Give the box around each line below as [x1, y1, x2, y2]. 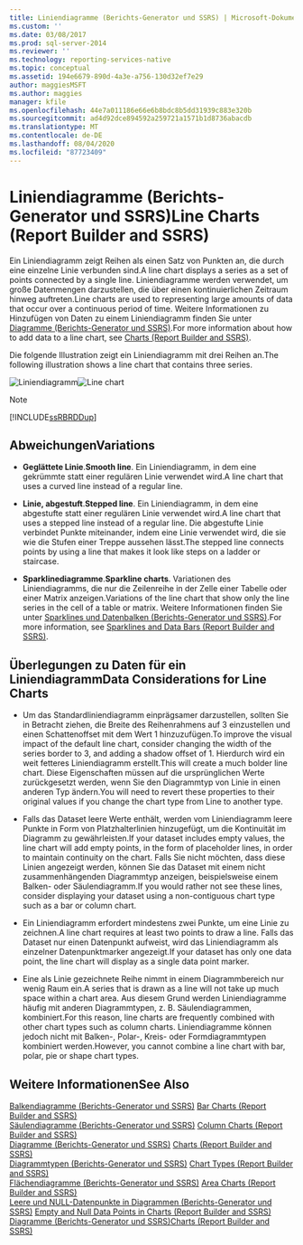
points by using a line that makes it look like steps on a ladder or [22, 546, 262, 557]
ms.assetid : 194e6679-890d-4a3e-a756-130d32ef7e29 [9, 72, 204, 81]
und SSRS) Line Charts [90, 205, 260, 226]
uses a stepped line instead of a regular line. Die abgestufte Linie [22, 517, 264, 529]
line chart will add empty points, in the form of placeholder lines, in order [22, 843, 293, 854]
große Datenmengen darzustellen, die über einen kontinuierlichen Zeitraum [9, 284, 289, 295]
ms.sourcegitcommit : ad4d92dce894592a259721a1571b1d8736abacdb [9, 114, 252, 123]
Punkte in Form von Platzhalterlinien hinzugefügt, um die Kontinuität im [22, 824, 287, 835]
